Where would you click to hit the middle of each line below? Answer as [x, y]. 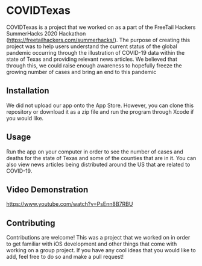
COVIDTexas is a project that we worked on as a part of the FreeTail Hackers [101, 27]
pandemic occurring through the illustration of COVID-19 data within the [96, 52]
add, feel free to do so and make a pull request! [65, 257]
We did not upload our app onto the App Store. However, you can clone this [100, 105]
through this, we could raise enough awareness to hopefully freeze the [94, 65]
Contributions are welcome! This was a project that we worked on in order [98, 238]
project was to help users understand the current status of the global [92, 46]
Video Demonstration [47, 189]
